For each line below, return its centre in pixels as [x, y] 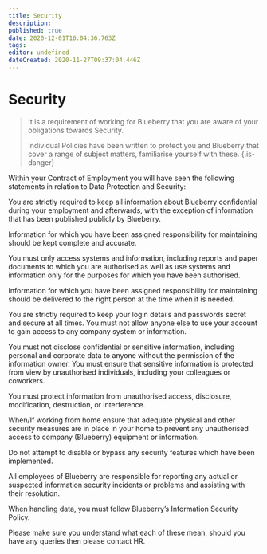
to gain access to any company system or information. [98, 331]
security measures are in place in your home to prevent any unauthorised [128, 428]
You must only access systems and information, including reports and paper [133, 258]
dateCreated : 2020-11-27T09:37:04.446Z [75, 61]
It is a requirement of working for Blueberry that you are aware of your [143, 121]
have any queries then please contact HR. [77, 541]
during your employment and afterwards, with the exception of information [131, 210]
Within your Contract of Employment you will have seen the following [122, 178]
